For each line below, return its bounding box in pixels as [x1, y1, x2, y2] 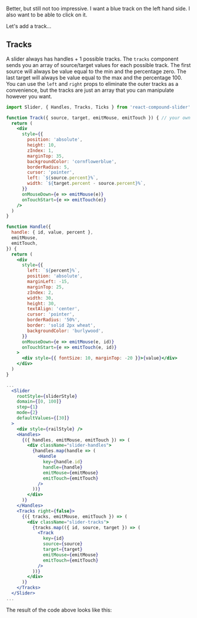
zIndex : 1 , [27, 147, 54, 154]
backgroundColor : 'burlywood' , [27, 328, 104, 334]
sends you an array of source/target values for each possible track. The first [6, 61, 191, 68]
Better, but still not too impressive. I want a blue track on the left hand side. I [6, 5, 190, 12]
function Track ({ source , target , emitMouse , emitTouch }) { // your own [6, 115, 191, 121]
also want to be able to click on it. [6, 11, 88, 18]
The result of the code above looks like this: [6, 606, 112, 613]
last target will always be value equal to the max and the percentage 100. [6, 74, 182, 81]
